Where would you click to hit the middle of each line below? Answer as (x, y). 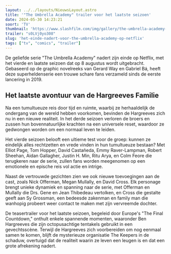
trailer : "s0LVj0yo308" (31, 34)
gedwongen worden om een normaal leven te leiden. (61, 129)
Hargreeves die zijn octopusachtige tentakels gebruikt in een (69, 224)
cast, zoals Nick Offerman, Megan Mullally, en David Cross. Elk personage (83, 182)
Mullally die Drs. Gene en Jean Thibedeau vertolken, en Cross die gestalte (83, 192)
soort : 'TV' (18, 24)
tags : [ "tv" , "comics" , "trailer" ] (43, 43)
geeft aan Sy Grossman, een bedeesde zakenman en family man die (77, 198)
